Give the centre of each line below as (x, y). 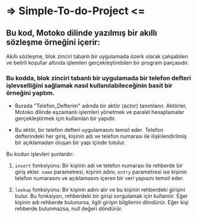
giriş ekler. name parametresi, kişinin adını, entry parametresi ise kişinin (101, 172)
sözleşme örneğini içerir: (53, 42)
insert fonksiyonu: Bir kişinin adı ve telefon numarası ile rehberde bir (99, 166)
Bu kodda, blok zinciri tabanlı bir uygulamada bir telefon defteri (99, 78)
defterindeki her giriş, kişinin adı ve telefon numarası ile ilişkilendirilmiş (101, 136)
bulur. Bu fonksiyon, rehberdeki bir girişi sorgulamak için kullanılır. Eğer (101, 196)
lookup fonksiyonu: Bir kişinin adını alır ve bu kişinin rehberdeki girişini (100, 190)
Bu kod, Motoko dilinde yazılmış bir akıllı (82, 33)
